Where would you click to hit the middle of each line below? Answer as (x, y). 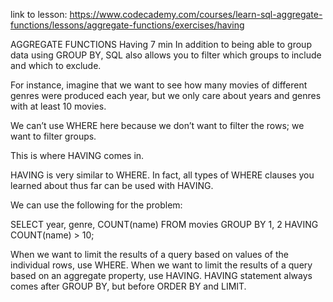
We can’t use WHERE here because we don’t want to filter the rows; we (157, 125)
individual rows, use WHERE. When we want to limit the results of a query (161, 265)
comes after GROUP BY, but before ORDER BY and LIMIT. (128, 286)
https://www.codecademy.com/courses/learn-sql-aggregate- (196, 14)
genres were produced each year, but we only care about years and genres (166, 95)
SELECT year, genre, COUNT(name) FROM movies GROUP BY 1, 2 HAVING (164, 224)
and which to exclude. (56, 65)
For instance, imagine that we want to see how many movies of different (159, 85)
